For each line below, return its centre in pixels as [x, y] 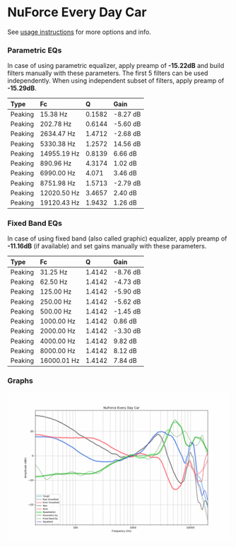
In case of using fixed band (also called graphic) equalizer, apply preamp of [117, 238]
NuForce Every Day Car [77, 12]
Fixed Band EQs [35, 223]
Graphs [20, 381]
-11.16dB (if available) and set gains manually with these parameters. [107, 246]
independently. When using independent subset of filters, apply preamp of [116, 81]
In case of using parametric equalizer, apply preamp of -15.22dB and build [116, 66]
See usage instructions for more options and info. [79, 32]
